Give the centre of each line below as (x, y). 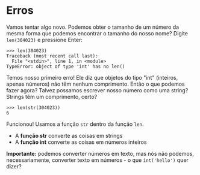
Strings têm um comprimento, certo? (52, 96)
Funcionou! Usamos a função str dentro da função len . (75, 124)
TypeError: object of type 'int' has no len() (66, 67)
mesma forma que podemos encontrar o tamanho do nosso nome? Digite (97, 33)
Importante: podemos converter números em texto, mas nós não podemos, (100, 153)
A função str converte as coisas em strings (69, 135)
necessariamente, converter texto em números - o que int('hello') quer (97, 160)
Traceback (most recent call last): (52, 56)
